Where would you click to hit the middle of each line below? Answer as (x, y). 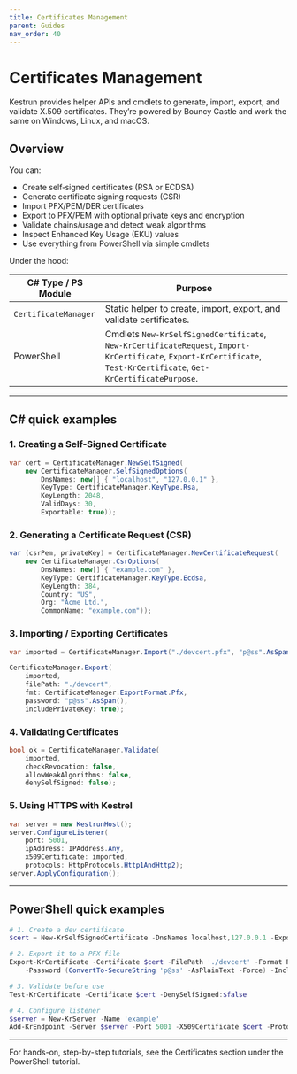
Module (55, 294)
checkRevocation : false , (71, 767)
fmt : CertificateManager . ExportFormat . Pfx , (107, 693)
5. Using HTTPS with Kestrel (71, 806)
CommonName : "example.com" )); (96, 611)
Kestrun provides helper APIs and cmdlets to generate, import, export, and (145, 102)
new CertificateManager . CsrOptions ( (93, 562)
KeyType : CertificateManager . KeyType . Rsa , (120, 488)
